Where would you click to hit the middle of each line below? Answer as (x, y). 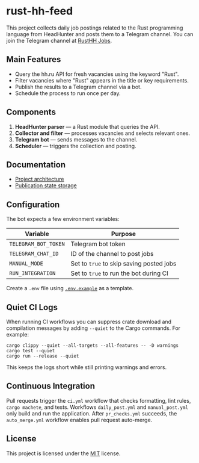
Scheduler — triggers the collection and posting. (75, 146)
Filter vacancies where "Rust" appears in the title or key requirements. (102, 80)
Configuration (33, 204)
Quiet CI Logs (32, 307)
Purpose (124, 234)
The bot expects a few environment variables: (63, 219)
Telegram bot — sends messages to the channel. (76, 139)
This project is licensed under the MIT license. (63, 453)
